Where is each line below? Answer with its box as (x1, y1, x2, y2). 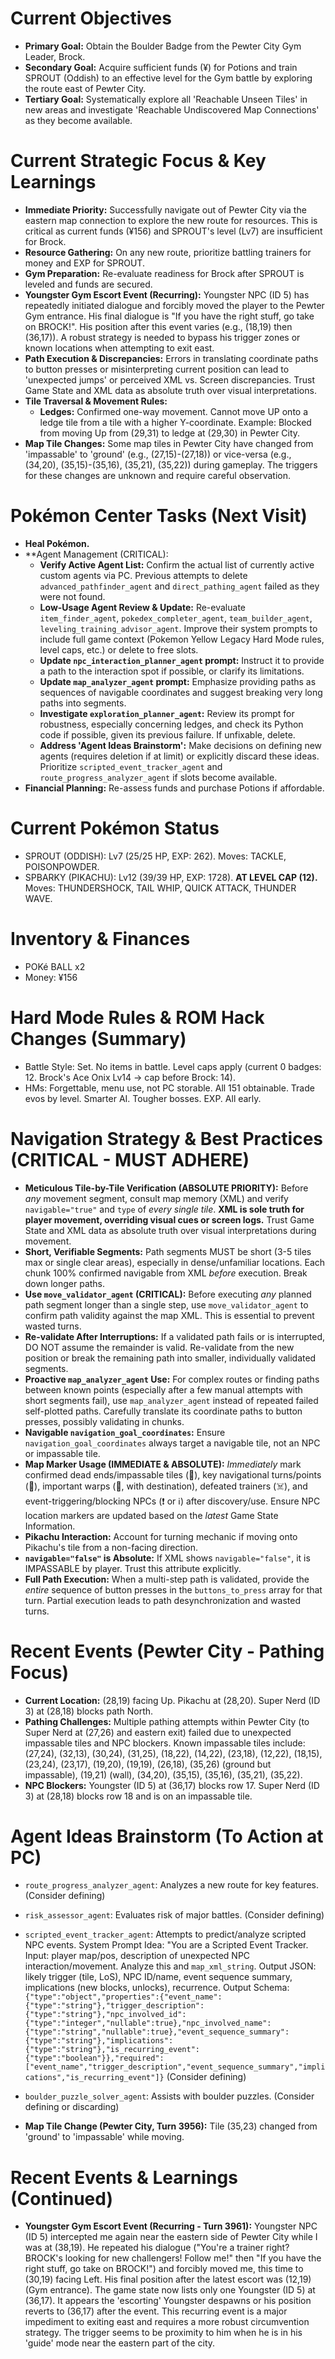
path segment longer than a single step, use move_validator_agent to (24, 1298, 309, 1311)
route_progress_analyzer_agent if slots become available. (39, 771, 278, 783)
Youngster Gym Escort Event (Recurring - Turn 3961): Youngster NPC (24, 2220, 318, 2232)
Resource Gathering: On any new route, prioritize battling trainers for (24, 246, 312, 258)
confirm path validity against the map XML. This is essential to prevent (24, 1309, 315, 1321)
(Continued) (10, 2187, 113, 2210)
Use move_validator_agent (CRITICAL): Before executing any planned (24, 1288, 312, 1300)
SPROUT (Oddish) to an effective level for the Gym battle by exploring (24, 72, 313, 84)
